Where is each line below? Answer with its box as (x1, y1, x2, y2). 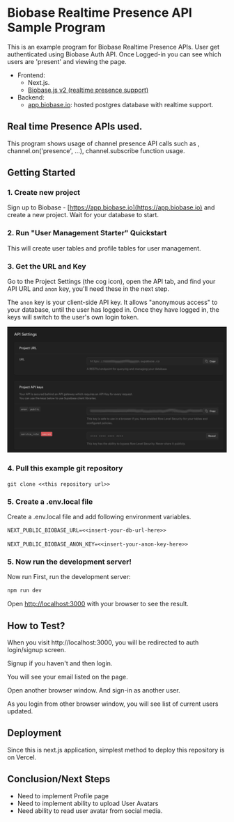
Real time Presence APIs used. (7, 120, 143, 133)
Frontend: (17, 71, 45, 79)
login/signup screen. (7, 646, 66, 654)
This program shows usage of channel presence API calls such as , (7, 139, 200, 148)
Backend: (17, 93, 45, 102)
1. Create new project (7, 188, 80, 198)
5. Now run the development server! (7, 557, 132, 567)
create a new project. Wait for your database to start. (7, 211, 159, 219)
